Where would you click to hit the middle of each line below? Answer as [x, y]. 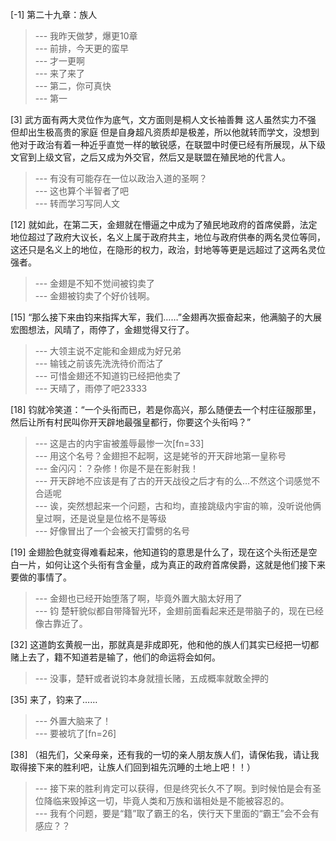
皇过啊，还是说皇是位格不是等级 [100, 518]
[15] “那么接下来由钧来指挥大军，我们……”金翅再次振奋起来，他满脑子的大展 [166, 317]
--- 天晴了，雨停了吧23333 [91, 388]
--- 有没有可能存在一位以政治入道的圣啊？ [121, 178]
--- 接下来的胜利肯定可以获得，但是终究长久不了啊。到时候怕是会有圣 [178, 788]
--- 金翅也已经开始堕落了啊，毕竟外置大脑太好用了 [138, 598]
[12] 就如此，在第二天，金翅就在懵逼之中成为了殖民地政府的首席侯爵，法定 [164, 224]
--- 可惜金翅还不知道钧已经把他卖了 [108, 376]
